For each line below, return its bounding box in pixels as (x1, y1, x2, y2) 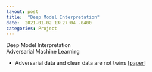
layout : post (6, 8, 39, 15)
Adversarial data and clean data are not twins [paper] (14, 60, 146, 67)
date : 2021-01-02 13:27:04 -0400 (6, 20, 92, 26)
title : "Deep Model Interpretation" (6, 14, 100, 20)
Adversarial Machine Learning (6, 48, 80, 55)
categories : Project (6, 25, 58, 32)
